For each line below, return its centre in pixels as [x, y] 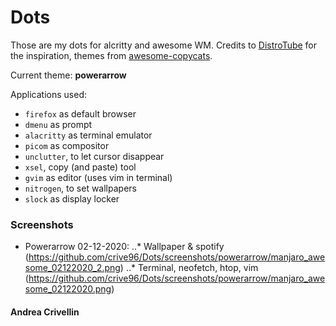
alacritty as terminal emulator [88, 135]
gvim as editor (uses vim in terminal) [98, 177]
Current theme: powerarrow [68, 75]
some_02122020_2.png [72, 268]
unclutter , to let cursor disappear [94, 156]
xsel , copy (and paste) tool [80, 167]
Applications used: [48, 94]
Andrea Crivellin [45, 312]
